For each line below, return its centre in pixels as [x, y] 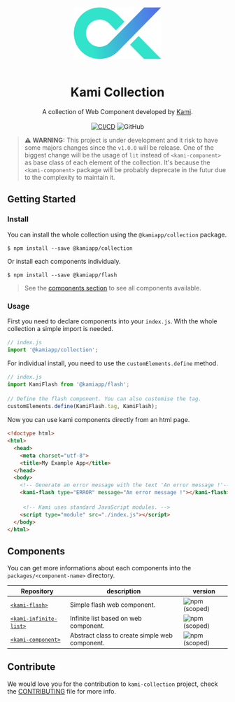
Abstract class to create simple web [121, 636]
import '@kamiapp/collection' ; [53, 350]
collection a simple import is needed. [60, 329]
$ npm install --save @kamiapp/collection [70, 248]
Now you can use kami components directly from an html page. [99, 420]
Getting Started [42, 199]
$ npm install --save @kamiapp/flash [62, 275]
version [204, 591]
